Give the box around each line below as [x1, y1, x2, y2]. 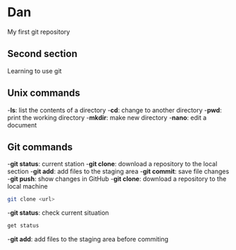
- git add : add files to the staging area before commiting [7, 235, 169, 244]
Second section [7, 48, 77, 60]
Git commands [7, 141, 73, 153]
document [7, 120, 37, 129]
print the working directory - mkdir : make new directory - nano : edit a [7, 113, 207, 122]
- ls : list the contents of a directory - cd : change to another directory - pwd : [7, 106, 222, 114]
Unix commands [7, 87, 81, 99]
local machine [7, 182, 48, 191]
